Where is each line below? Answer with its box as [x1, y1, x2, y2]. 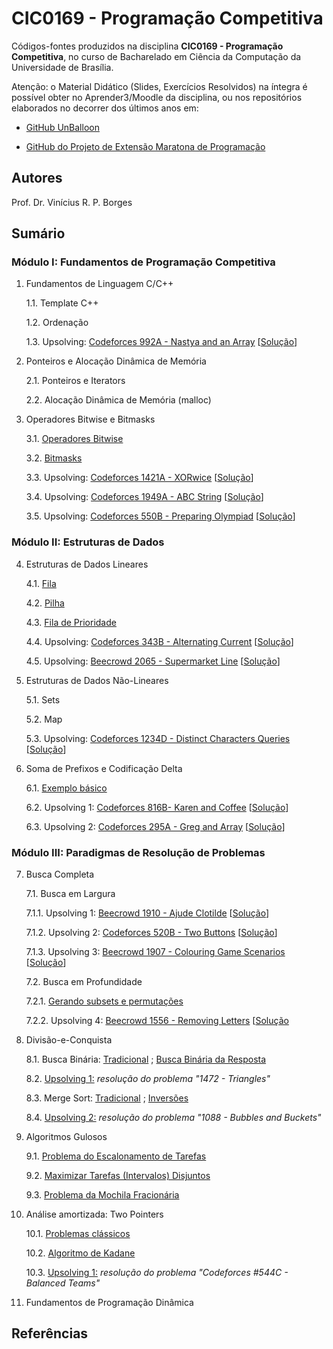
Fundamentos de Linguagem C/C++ [25, 278, 174, 290]
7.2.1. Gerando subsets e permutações [25, 995, 184, 1007]
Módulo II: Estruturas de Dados [11, 535, 165, 549]
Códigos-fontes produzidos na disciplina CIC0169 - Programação [11, 40, 284, 52]
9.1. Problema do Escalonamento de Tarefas [25, 1150, 207, 1162]
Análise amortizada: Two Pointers [25, 1208, 164, 1221]
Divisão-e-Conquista [25, 1034, 113, 1046]
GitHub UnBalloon [25, 121, 100, 133]
